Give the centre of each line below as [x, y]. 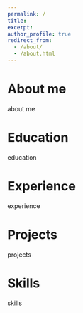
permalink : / [27, 14]
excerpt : [20, 27]
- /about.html [34, 54]
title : [17, 21]
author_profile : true [39, 34]
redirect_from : [30, 41]
